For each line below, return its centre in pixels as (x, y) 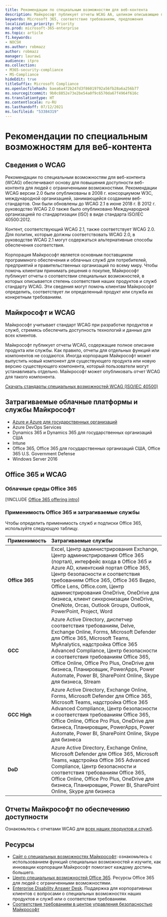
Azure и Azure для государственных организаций (65, 422)
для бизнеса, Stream (76, 682)
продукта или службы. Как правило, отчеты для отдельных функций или (82, 350)
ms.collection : (21, 65)
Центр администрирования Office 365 (98, 555)
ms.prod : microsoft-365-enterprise (42, 28)
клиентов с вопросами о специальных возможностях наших (77, 894)
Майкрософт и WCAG (40, 313)
